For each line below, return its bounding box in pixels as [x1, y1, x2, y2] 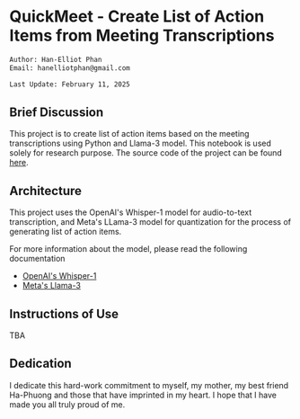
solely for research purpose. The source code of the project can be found [9, 147, 283, 158]
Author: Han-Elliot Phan [9, 55, 102, 64]
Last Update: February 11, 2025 [9, 79, 130, 89]
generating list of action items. [9, 227, 122, 237]
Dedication [9, 356, 72, 371]
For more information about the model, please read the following [9, 244, 248, 254]
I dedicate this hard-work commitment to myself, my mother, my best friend [9, 379, 289, 390]
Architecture [9, 183, 83, 199]
